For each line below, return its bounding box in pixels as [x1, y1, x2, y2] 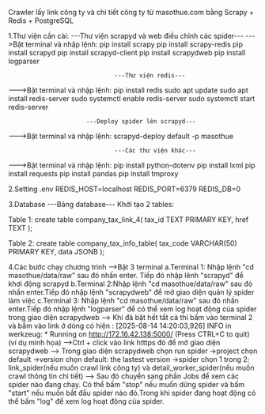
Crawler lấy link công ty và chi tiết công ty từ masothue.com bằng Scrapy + [8, 8, 255, 17]
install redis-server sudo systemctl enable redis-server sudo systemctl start [8, 94, 256, 103]
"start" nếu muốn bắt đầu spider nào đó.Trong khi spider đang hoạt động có [8, 388, 256, 397]
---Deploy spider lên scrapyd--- [85, 118, 196, 126]
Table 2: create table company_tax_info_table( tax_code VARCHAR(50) [8, 239, 237, 248]
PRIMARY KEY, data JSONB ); [8, 247, 105, 256]
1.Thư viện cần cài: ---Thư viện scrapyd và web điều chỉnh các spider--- [8, 32, 244, 40]
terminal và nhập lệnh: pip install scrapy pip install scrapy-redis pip [25, 40, 244, 49]
